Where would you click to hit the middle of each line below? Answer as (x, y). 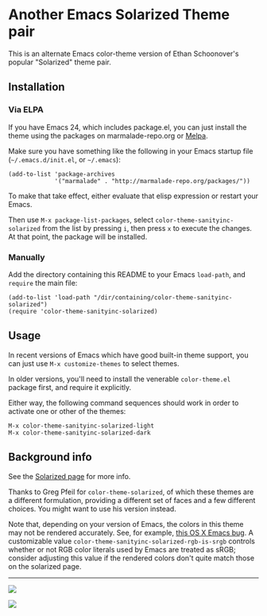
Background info (50, 457)
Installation (37, 87)
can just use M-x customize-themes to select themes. (94, 363)
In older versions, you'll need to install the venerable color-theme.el (120, 379)
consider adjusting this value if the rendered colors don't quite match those (132, 558)
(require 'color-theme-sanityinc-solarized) (83, 311)
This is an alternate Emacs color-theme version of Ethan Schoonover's (124, 53)
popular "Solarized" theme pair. (60, 62)
